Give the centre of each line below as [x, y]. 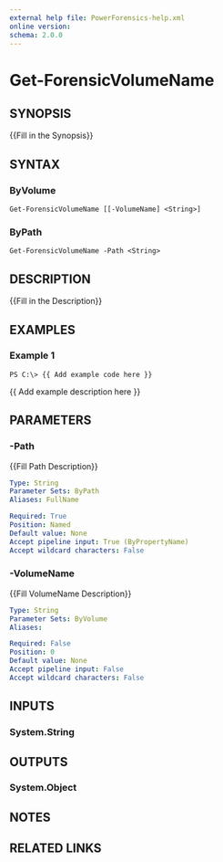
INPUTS [32, 706]
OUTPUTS [39, 762]
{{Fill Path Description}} [54, 466]
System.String [42, 732]
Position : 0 [32, 652]
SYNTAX [35, 164]
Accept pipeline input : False [67, 669]
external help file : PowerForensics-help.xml [97, 18]
